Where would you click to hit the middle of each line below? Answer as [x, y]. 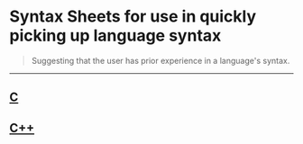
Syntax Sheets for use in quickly [133, 17]
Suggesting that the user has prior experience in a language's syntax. [161, 60]
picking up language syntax [115, 36]
